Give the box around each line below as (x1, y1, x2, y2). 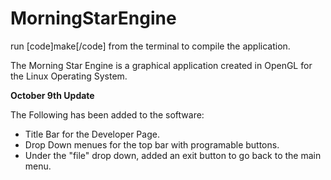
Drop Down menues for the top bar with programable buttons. (24, 138, 280, 151)
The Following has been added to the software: (10, 108, 205, 121)
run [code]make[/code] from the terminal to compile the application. (10, 40, 291, 52)
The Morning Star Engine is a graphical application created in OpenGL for (10, 59, 313, 71)
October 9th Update (10, 89, 95, 101)
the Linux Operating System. (10, 70, 128, 82)
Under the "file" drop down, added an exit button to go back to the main (24, 149, 322, 161)
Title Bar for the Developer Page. (24, 128, 160, 140)
